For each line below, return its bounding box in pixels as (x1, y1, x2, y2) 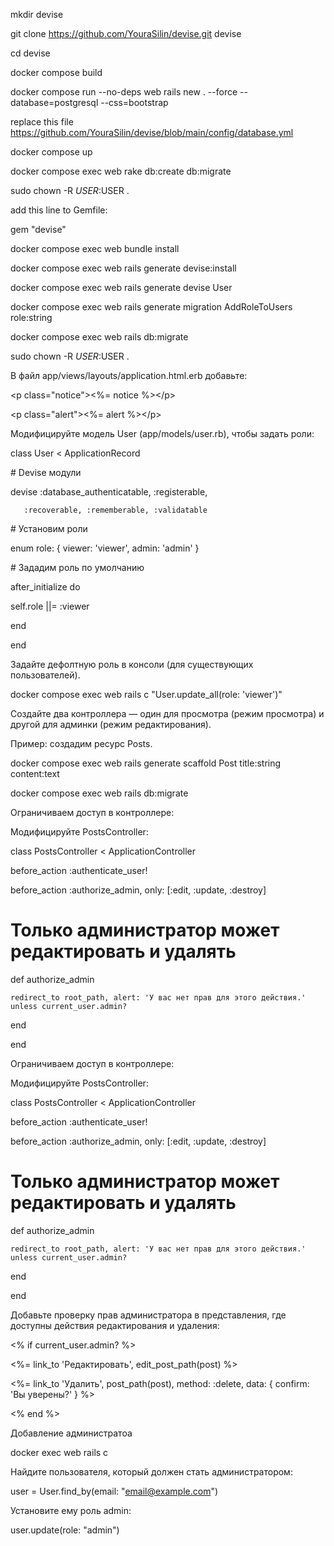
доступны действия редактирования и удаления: (10, 1319, 220, 1331)
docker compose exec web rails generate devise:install (10, 262, 237, 274)
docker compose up (10, 146, 93, 158)
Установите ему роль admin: (10, 1504, 132, 1516)
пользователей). (10, 669, 81, 681)
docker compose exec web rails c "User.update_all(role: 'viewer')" (10, 689, 283, 700)
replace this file (10, 116, 74, 128)
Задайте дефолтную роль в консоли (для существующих (10, 659, 254, 670)
